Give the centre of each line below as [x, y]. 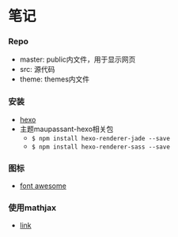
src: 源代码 [37, 70]
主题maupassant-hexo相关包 [66, 129]
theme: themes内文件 [55, 79]
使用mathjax [32, 208]
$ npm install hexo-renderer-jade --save [100, 138]
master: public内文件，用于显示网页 [78, 59]
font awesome [43, 186]
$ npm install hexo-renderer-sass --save [100, 147]
